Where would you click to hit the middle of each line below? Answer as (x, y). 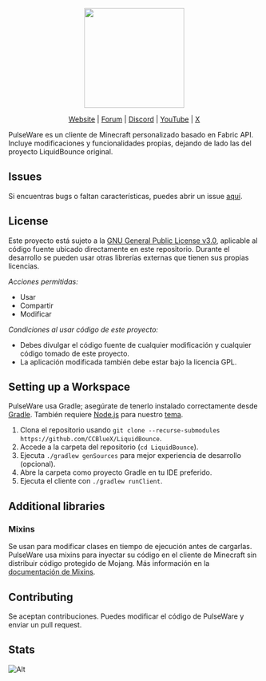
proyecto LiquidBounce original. (61, 151)
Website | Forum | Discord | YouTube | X (134, 119)
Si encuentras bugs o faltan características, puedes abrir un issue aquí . (125, 196)
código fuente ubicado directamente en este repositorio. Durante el (119, 249)
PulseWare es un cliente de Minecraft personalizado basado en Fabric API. (131, 135)
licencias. (24, 266)
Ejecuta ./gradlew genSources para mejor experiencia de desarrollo (131, 456)
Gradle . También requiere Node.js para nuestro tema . (96, 415)
